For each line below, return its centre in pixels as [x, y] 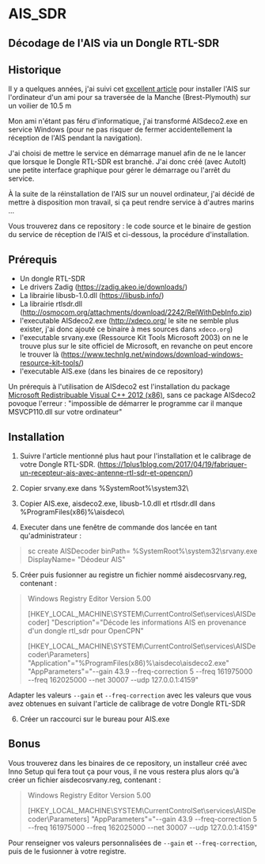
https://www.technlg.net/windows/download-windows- [153, 354]
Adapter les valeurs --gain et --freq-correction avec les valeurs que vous [130, 695]
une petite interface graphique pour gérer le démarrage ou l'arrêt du [119, 170]
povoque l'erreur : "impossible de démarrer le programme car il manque [125, 403]
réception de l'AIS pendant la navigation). [75, 138]
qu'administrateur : [50, 536]
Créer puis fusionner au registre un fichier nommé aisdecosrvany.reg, [133, 575]
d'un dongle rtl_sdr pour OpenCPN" [85, 631]
